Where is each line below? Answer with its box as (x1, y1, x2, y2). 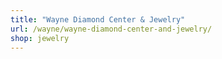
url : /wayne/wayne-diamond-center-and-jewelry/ (10, 24, 213, 34)
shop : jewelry (10, 33, 70, 43)
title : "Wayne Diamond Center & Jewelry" (10, 14, 186, 25)
